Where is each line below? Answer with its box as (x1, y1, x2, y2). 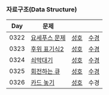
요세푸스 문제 (31, 34, 66, 42)
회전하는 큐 (31, 68, 60, 76)
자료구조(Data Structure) (6, 5, 77, 13)
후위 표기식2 (31, 45, 64, 53)
